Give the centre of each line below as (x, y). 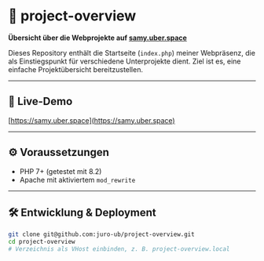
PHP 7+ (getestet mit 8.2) (60, 171)
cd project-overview (42, 242)
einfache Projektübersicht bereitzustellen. (76, 69)
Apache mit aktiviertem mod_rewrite (77, 179)
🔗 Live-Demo (40, 101)
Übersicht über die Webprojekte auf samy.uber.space (97, 38)
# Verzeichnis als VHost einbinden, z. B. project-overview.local (119, 249)
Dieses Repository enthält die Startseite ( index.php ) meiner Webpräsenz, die (132, 53)
